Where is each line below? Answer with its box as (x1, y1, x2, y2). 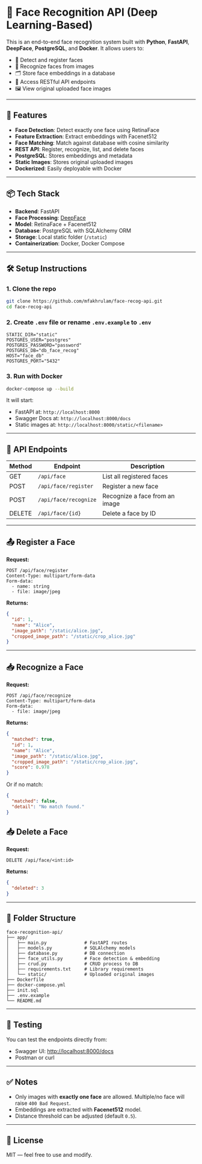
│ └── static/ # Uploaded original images (6, 971, 155, 977)
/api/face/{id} (38, 510, 81, 517)
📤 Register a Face (6, 536, 75, 547)
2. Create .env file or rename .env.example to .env (6, 318, 151, 326)
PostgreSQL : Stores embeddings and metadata (14, 152, 133, 159)
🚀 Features (6, 110, 47, 121)
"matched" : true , (11, 737, 55, 743)
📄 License (6, 1135, 44, 1145)
